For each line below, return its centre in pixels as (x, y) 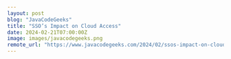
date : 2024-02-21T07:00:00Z (47, 32)
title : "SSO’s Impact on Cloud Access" (64, 26)
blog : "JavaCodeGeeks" (40, 20)
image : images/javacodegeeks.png (55, 39)
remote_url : (24, 45)
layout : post (26, 13)
